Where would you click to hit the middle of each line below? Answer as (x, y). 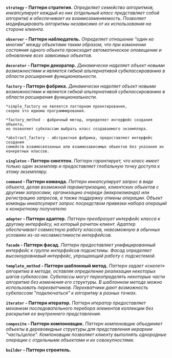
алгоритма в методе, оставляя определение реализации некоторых (81, 271)
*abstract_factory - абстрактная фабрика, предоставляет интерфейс (79, 138)
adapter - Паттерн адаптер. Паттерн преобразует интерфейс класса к (83, 219)
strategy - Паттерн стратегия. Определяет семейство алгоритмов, (80, 7)
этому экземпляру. (27, 172)
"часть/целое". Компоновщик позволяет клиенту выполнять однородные (86, 334)
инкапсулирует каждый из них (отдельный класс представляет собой (83, 13)
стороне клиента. (25, 29)
